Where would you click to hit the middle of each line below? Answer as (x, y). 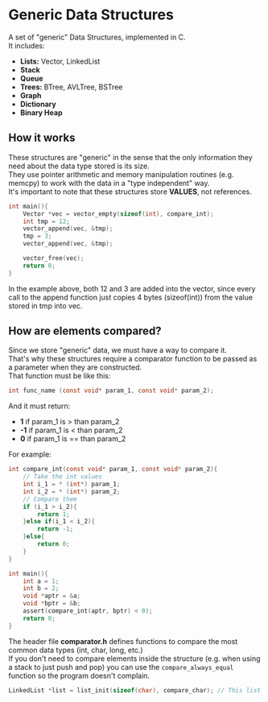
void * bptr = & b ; (52, 604)
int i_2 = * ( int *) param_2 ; (72, 491)
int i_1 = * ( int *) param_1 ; (72, 485)
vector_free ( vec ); (54, 258)
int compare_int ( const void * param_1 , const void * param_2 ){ (113, 469)
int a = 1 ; (41, 581)
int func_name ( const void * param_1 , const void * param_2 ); (111, 391)
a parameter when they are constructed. (75, 367)
